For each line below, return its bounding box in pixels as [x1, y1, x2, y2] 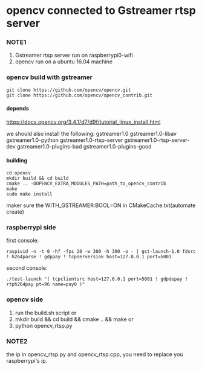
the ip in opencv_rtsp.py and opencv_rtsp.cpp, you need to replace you [6, 351, 183, 358]
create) [6, 208, 24, 215]
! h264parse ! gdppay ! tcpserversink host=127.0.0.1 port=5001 [6, 254, 172, 260]
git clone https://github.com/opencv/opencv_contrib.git [6, 92, 153, 98]
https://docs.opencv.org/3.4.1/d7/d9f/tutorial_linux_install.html [6, 118, 161, 126]
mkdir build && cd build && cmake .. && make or [15, 315, 134, 323]
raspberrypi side [6, 223, 56, 232]
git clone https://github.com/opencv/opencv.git [6, 87, 131, 93]
